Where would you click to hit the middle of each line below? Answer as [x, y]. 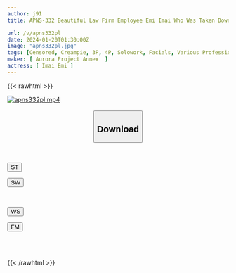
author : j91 [25, 14]
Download [118, 129]
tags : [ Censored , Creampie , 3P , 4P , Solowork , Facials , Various [103, 53]
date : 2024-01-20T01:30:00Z [48, 39]
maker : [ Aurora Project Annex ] [58, 59]
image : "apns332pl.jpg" [42, 46]
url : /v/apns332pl [34, 33]
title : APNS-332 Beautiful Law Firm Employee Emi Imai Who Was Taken [111, 20]
